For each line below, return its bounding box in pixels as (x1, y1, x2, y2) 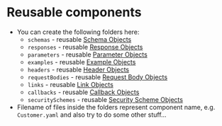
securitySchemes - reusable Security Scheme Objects (27, 95, 184, 103)
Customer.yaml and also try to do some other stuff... (16, 110, 167, 119)
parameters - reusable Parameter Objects (27, 50, 148, 59)
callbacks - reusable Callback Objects (27, 88, 140, 96)
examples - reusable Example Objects (27, 57, 136, 66)
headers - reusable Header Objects (27, 65, 129, 74)
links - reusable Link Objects (27, 80, 114, 88)
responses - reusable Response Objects (27, 42, 143, 51)
